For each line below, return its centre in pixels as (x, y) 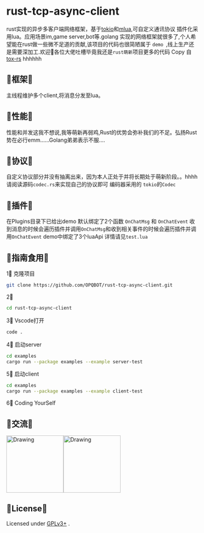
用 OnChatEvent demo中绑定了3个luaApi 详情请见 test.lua (77, 237)
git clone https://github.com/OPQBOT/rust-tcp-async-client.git (90, 285)
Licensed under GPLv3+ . (38, 523)
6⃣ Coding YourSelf (31, 403)
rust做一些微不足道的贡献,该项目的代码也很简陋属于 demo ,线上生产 (106, 44)
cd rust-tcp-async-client (39, 308)
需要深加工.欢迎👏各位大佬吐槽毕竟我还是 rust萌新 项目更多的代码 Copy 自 (101, 52)
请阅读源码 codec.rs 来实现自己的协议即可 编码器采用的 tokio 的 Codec (91, 184)
